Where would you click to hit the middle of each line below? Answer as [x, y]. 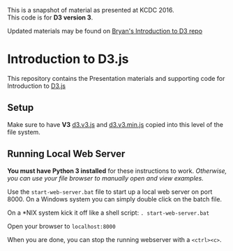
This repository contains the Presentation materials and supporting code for [116, 78]
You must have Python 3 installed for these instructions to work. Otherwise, [117, 171]
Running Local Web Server [66, 154]
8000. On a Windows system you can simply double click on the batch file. [114, 199]
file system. [24, 132]
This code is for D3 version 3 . [50, 17]
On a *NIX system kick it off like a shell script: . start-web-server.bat [108, 213]
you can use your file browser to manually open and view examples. [106, 178]
